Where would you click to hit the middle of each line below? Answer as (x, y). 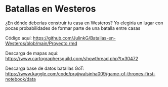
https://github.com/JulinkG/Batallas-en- (74, 38)
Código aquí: (18, 38)
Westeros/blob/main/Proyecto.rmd (41, 43)
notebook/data (21, 79)
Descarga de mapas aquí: (32, 53)
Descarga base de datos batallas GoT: (45, 68)
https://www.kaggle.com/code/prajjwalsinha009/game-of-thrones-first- (80, 73)
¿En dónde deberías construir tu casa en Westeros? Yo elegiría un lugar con (84, 23)
